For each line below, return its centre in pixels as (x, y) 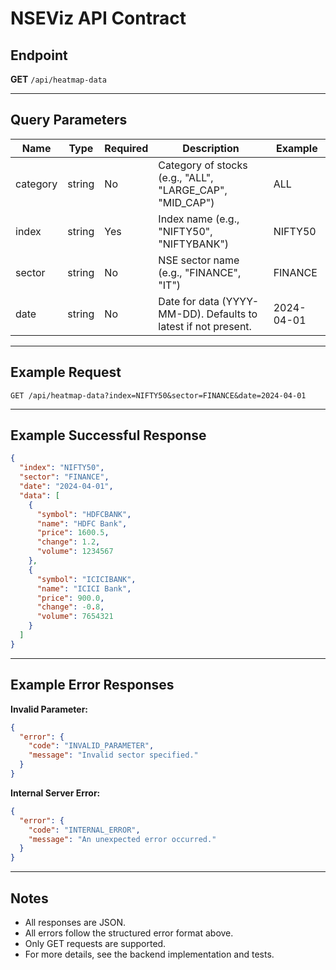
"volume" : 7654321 (75, 617)
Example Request (66, 372)
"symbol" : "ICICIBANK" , (86, 579)
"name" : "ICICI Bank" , (84, 588)
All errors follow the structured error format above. (129, 933)
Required (126, 148)
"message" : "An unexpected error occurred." (122, 839)
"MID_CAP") (186, 202)
